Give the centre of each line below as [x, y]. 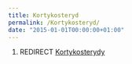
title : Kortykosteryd [44, 15]
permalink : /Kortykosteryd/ [54, 23]
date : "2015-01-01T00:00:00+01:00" [66, 30]
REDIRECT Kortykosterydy [62, 52]
